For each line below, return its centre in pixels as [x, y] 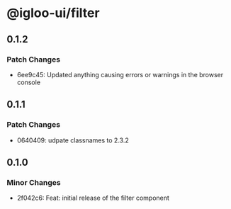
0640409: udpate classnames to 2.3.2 [73, 140]
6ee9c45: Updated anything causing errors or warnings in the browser [120, 74]
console [28, 82]
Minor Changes [34, 182]
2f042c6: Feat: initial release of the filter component [93, 198]
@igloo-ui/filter [53, 13]
